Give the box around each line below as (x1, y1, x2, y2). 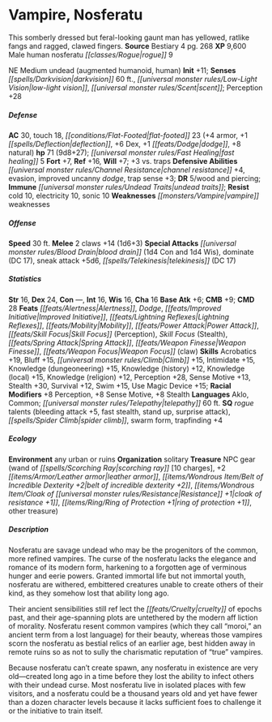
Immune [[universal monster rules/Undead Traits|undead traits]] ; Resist (8, 182, 249, 191)
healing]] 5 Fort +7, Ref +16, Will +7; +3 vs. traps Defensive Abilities (8, 156, 238, 165)
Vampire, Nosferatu (8, 6, 143, 24)
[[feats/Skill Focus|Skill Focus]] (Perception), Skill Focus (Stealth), (8, 329, 228, 338)
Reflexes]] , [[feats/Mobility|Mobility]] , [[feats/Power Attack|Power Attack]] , (8, 320, 259, 330)
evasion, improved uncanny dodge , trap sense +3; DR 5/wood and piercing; (8, 173, 261, 183)
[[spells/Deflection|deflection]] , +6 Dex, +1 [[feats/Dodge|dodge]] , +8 (8, 139, 241, 148)
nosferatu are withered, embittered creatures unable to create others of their (8, 579, 264, 589)
